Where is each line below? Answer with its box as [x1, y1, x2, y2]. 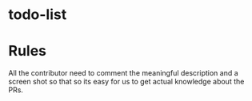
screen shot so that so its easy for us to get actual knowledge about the [8, 77, 245, 87]
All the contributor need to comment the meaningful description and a [8, 68, 238, 78]
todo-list [8, 6, 67, 24]
